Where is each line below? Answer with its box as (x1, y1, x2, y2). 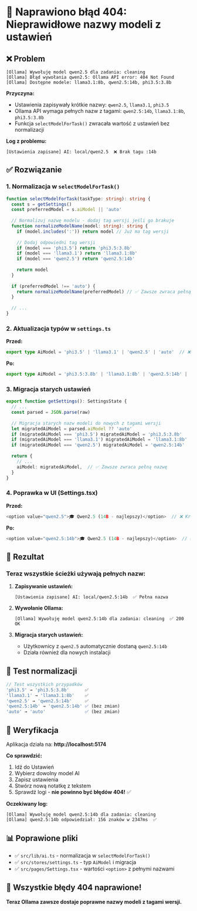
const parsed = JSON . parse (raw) (11, 410, 91, 416)
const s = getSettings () (11, 201, 72, 207)
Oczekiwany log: (6, 801, 48, 808)
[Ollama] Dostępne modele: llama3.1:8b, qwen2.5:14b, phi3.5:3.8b (6, 79, 172, 85)
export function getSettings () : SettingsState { (6, 398, 127, 404)
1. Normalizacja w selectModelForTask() (6, 182, 120, 190)
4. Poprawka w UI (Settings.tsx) (6, 489, 98, 497)
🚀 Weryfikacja (6, 725, 59, 735)
